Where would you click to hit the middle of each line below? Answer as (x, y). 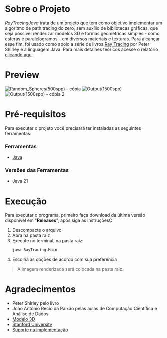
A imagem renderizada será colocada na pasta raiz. (70, 269)
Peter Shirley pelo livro (36, 303)
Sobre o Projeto (38, 9)
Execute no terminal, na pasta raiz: (48, 241)
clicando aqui (19, 55)
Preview (22, 75)
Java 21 (20, 181)
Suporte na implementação (40, 330)
